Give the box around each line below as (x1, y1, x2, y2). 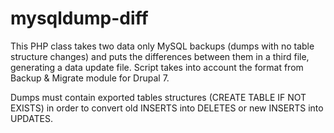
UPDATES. (10, 112, 53, 124)
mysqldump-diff (10, 7, 149, 30)
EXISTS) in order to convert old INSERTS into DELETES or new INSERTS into (10, 102, 324, 114)
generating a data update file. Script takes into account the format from (10, 61, 304, 73)
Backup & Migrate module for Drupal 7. (10, 72, 170, 84)
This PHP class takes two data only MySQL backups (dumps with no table (10, 40, 315, 52)
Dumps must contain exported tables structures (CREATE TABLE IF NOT (10, 91, 307, 103)
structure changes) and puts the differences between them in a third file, (10, 50, 310, 62)
